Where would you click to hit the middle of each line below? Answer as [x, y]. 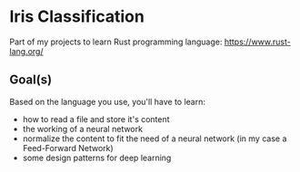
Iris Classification [77, 17]
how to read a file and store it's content [96, 119]
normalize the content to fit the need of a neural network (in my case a [155, 139]
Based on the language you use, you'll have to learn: [108, 101]
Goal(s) [31, 80]
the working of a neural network [83, 129]
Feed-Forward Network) [68, 148]
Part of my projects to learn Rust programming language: [116, 42]
